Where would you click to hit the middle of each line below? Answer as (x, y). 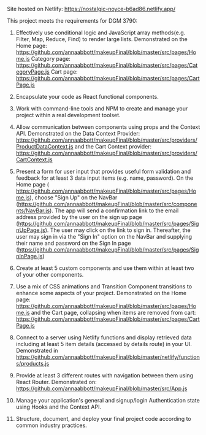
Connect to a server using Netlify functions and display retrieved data (104, 337)
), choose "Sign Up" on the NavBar (74, 198)
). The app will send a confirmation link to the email (114, 210)
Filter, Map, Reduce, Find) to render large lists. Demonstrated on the (101, 39)
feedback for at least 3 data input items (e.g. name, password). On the (105, 178)
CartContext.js (34, 160)
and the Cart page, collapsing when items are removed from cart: (113, 313)
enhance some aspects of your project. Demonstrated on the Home (101, 293)
